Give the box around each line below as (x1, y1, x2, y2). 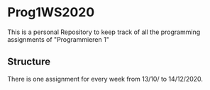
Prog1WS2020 (7, 4, 95, 21)
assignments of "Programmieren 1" (7, 35, 110, 43)
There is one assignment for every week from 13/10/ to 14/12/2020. (7, 74, 204, 83)
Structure (7, 56, 51, 68)
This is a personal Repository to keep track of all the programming (7, 28, 201, 36)
